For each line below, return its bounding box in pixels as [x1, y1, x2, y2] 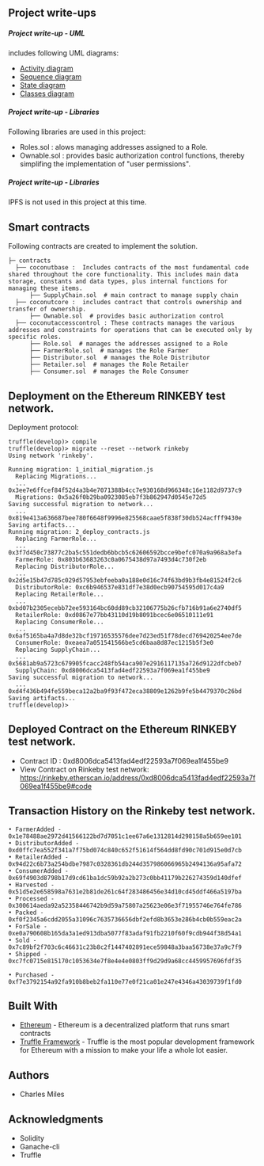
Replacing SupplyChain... [15, 646, 101, 653]
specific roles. [8, 333, 62, 341]
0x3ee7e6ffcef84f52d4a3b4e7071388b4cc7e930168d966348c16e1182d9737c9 [8, 486, 243, 494]
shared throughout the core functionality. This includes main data [8, 271, 239, 279]
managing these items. [8, 284, 83, 292]
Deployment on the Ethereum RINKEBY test [8, 389, 226, 402]
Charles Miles [19, 1089, 65, 1099]
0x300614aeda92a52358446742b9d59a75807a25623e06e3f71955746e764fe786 [8, 901, 243, 909]
